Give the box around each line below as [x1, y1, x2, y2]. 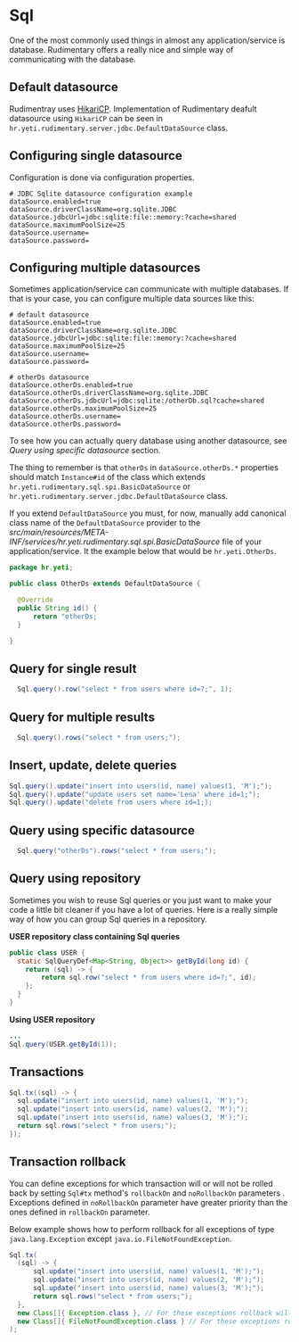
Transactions [9, 1064, 85, 1080]
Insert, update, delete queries [9, 758, 177, 773]
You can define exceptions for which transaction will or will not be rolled [9, 1178, 273, 1189]
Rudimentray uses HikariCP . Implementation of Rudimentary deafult [9, 104, 257, 114]
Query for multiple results [9, 709, 156, 725]
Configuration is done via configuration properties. [9, 171, 195, 183]
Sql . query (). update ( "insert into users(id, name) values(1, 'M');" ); [9, 782, 273, 791]
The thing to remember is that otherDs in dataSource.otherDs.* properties [9, 462, 279, 473]
